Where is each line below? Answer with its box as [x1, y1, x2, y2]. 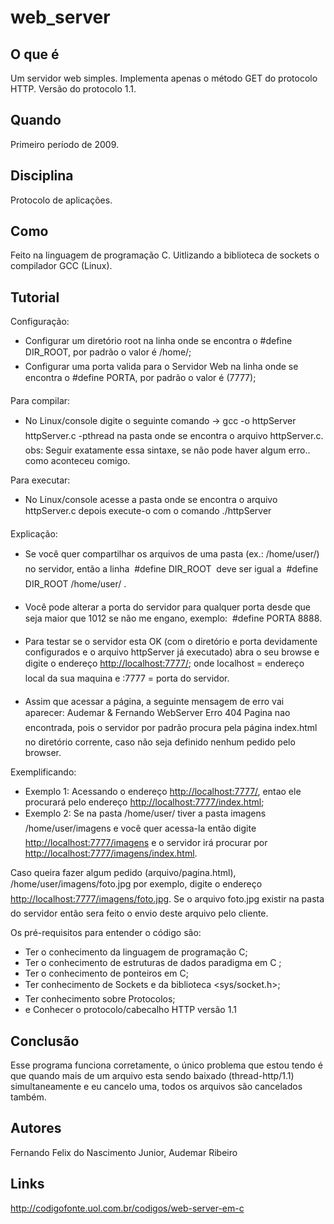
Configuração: [10, 316, 70, 328]
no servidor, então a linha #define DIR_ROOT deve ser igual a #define [24, 563, 319, 575]
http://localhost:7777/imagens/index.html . [24, 847, 198, 860]
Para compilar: [10, 395, 71, 407]
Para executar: [10, 474, 71, 486]
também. [10, 1091, 47, 1103]
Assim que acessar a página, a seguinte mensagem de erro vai [24, 696, 285, 708]
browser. [24, 747, 62, 759]
